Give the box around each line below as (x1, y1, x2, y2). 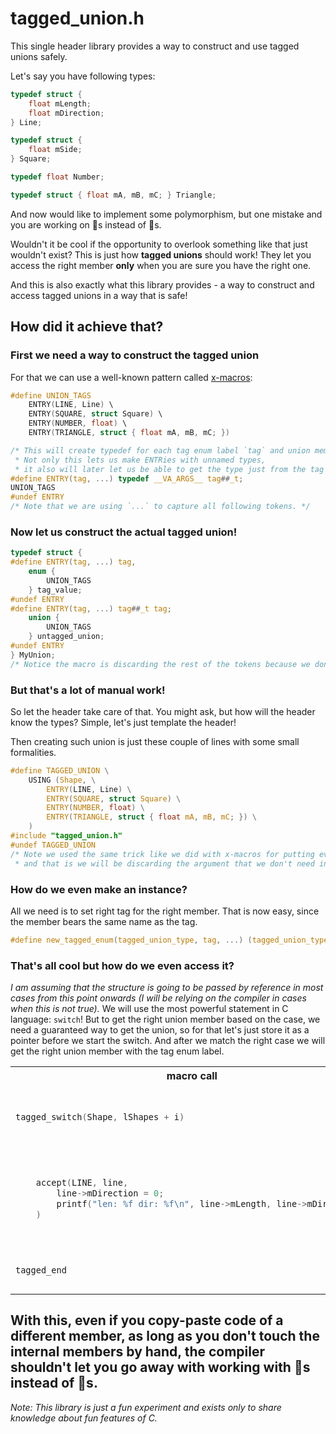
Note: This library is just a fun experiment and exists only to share (10, 1401, 282, 1413)
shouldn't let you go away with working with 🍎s (10, 1359, 311, 1376)
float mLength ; (28, 98, 92, 109)
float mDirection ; (28, 108, 105, 118)
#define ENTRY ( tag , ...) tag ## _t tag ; (10, 603, 172, 614)
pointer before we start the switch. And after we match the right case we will (10, 1035, 326, 1047)
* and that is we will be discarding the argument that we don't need (14, 858, 315, 869)
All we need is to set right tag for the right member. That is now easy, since (10, 905, 320, 917)
